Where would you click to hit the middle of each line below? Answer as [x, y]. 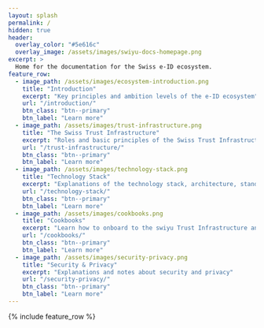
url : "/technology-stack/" [66, 191]
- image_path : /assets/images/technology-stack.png [102, 170]
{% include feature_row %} [52, 316]
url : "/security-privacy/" [66, 280]
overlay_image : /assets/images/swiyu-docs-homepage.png [108, 52]
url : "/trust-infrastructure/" [73, 147]
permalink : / [29, 23]
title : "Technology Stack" [66, 177]
